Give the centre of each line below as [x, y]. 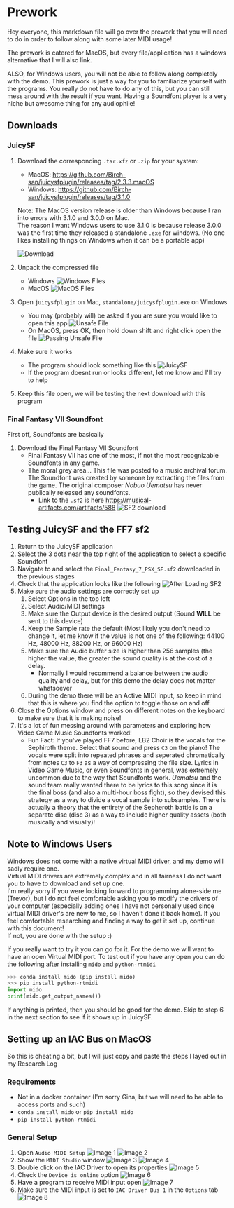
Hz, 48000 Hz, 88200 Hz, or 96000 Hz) [85, 643]
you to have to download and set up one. [66, 883]
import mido [24, 990]
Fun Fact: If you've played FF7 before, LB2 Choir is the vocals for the [126, 740]
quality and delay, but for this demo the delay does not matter [127, 680]
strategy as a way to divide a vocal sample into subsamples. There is [127, 799]
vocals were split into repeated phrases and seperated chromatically [126, 755]
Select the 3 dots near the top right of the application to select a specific [122, 554]
